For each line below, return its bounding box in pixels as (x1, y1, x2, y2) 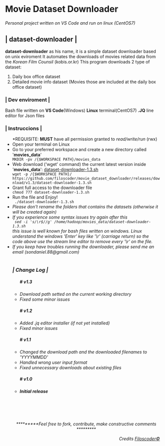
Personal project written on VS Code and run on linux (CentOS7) (5, 20, 136, 26)
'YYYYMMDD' (19, 354, 48, 360)
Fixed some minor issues (19, 296, 70, 302)
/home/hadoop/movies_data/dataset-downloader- (54, 220, 151, 224)
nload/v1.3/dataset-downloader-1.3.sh (12, 181, 92, 186)
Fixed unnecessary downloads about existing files (19, 365, 122, 371)
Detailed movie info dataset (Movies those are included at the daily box (12, 79, 156, 85)
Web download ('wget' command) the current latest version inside (12, 161, 146, 167)
